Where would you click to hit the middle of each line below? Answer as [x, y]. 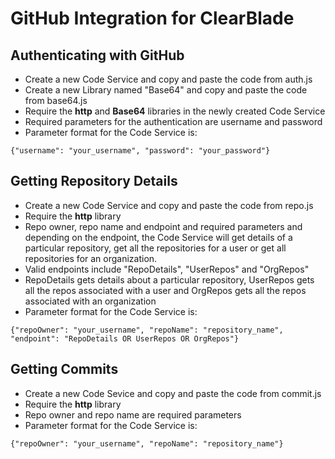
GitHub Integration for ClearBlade [152, 18]
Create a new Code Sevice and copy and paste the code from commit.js [173, 393]
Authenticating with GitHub [97, 55]
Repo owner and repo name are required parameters [133, 414]
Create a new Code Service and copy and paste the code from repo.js [169, 205]
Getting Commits [64, 369]
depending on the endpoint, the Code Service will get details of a [158, 237]
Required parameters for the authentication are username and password [173, 121]
